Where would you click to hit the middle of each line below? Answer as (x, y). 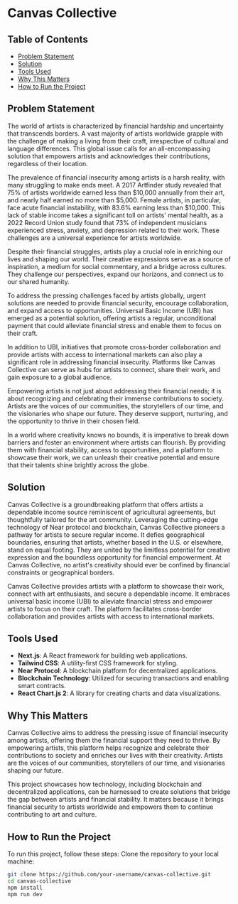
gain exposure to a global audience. (60, 377)
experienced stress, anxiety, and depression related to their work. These (114, 230)
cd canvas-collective (39, 881)
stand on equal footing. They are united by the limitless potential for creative (119, 550)
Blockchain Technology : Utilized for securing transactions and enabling (123, 678)
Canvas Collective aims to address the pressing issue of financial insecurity (118, 733)
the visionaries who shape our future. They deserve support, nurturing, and (118, 413)
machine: (21, 861)
